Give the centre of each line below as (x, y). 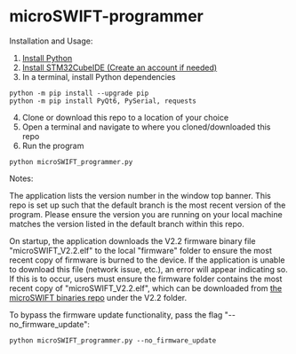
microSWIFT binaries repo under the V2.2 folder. (98, 297)
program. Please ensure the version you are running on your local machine (146, 214)
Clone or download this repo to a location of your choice (125, 117)
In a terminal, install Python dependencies (99, 76)
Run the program (53, 146)
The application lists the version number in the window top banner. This (140, 195)
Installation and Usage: (51, 41)
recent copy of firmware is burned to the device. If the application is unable (147, 260)
